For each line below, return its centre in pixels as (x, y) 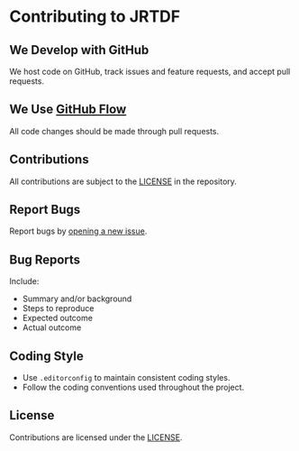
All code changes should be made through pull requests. (114, 131)
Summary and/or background (77, 299)
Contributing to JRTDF (95, 17)
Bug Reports (45, 259)
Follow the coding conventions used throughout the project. (133, 387)
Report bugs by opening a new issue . (78, 231)
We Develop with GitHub (79, 50)
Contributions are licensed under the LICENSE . (96, 437)
